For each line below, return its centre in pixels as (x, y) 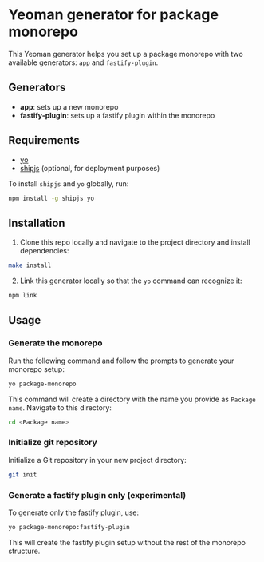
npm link (23, 296)
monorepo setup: (37, 369)
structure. (24, 551)
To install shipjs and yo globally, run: (69, 183)
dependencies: (44, 251)
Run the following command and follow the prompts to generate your (121, 361)
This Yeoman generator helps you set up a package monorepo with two (126, 54)
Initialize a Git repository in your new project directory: (98, 460)
